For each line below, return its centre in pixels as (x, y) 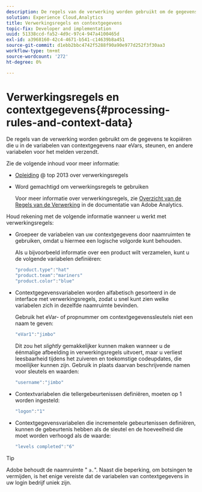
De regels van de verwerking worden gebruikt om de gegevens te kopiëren (99, 139)
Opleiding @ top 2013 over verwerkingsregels (72, 175)
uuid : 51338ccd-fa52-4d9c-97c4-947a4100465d (63, 34)
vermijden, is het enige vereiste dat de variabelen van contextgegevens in (98, 476)
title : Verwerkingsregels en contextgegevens (64, 23)
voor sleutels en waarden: (47, 371)
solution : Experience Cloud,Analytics (55, 17)
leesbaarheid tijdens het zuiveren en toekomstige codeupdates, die (98, 359)
